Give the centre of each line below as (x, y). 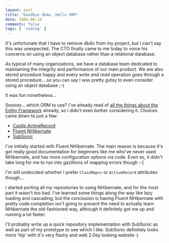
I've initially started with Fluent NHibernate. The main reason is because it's (84, 146)
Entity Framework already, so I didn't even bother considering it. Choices (81, 111)
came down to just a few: (32, 116)
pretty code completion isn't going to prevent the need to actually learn (80, 204)
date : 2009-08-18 (24, 19)
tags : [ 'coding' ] (26, 29)
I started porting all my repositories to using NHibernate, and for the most (82, 188)
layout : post (19, 10)
